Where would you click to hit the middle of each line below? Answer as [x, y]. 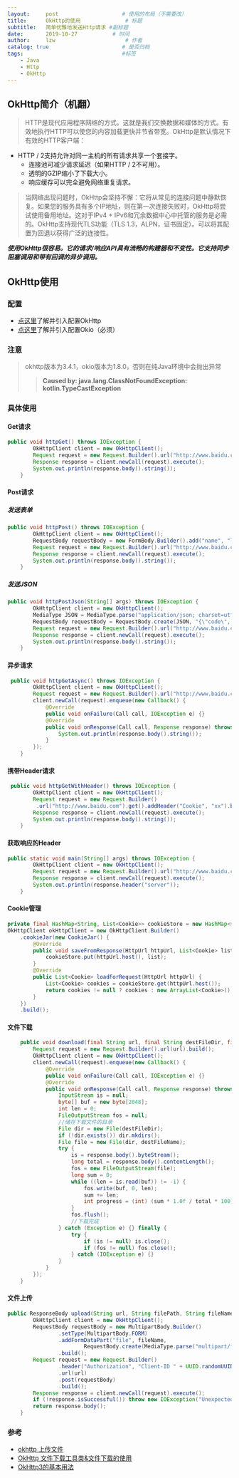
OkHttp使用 [33, 282]
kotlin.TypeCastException [82, 388]
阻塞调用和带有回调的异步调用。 [54, 257]
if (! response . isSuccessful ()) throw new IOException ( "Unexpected [133, 1400]
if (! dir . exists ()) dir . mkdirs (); [109, 1135]
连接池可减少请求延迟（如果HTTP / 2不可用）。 [96, 165]
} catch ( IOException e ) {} [112, 1254]
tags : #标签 [72, 54]
